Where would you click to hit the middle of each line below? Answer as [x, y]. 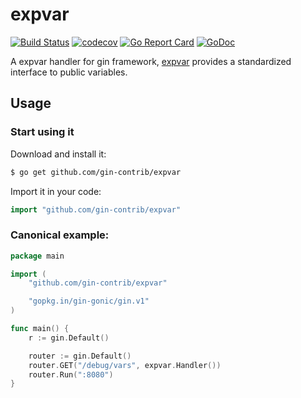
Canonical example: [60, 235]
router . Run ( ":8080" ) [71, 374]
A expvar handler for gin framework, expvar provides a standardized [151, 61]
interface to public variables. [69, 72]
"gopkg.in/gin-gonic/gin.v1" [89, 301]
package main [37, 256]
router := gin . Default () [80, 356]
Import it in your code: [56, 191]
